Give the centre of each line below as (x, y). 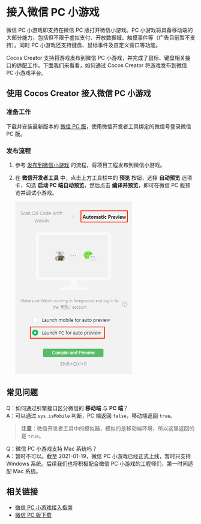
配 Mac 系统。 (24, 471)
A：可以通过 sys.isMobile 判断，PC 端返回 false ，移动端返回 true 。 (91, 415)
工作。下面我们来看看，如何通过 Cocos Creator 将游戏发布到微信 (107, 65)
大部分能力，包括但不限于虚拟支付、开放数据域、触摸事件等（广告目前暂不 (98, 37)
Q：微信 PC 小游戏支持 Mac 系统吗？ (52, 448)
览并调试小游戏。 (36, 192)
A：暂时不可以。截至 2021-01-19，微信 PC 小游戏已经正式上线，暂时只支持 (99, 456)
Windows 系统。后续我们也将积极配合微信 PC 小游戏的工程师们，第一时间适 (100, 463)
